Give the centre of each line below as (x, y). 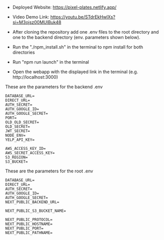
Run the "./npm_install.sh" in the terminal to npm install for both (78, 47)
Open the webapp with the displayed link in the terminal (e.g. (75, 72)
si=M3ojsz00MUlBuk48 (37, 22)
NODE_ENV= (16, 135)
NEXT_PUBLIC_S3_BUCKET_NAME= (36, 211)
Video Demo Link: (31, 17)
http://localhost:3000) (35, 77)
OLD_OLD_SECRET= (22, 122)
